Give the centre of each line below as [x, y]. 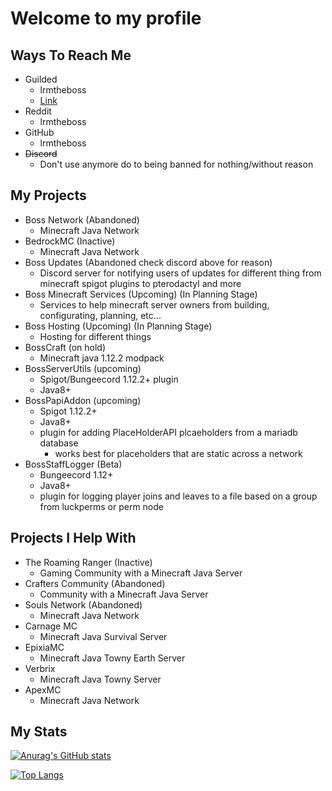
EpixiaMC [44, 647]
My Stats [39, 732]
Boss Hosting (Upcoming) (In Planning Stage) [118, 326]
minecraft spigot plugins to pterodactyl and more [140, 283]
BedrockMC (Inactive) [70, 241]
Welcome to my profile [106, 18]
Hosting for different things [95, 336]
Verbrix [40, 668]
